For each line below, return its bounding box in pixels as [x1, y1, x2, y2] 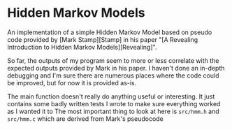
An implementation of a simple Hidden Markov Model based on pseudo [7, 28, 212, 36]
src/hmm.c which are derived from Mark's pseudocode [7, 114, 164, 123]
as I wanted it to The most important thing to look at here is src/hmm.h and [7, 107, 220, 115]
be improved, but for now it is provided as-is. [7, 78, 137, 87]
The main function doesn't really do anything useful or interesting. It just [7, 92, 215, 101]
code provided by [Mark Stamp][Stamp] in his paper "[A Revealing [7, 35, 198, 43]
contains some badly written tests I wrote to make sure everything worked [7, 99, 221, 108]
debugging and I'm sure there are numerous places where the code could [7, 71, 219, 80]
